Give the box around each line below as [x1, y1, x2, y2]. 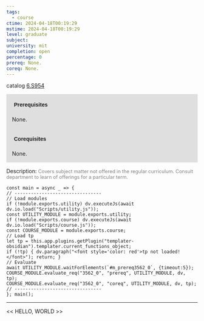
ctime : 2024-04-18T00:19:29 [6, 20, 78, 26]
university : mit [6, 43, 47, 49]
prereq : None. [6, 60, 42, 66]
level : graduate [6, 32, 47, 38]
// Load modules [6, 196, 47, 202]
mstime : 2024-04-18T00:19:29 [6, 26, 80, 32]
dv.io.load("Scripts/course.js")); [6, 223, 97, 229]
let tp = [6, 238, 29, 244]
